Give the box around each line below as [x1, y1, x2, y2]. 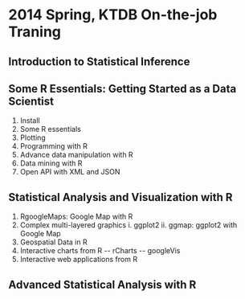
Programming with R [19, 141, 88, 151]
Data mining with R [19, 158, 83, 168]
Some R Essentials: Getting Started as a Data [8, 82, 237, 96]
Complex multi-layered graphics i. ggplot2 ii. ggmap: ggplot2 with [19, 220, 238, 230]
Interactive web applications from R [19, 255, 138, 264]
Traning [8, 23, 62, 41]
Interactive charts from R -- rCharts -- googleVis [19, 246, 181, 256]
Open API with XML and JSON [19, 167, 120, 177]
